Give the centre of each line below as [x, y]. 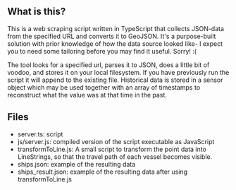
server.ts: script [40, 134]
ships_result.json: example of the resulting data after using [103, 172]
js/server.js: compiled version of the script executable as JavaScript [116, 141]
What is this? [37, 12]
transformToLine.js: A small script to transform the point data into [112, 149]
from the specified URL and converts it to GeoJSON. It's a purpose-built [112, 36]
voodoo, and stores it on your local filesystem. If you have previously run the [118, 72]
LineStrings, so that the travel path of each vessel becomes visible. [115, 156]
